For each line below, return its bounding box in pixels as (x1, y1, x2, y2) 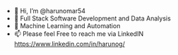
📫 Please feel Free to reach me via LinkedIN (13, 30, 143, 38)
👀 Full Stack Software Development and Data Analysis (13, 14, 171, 23)
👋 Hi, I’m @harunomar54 (13, 7, 86, 15)
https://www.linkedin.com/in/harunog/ (13, 39, 125, 48)
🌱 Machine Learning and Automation (13, 22, 121, 30)
